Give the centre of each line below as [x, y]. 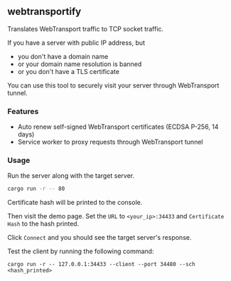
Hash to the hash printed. [43, 224]
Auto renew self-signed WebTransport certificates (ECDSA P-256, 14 [118, 127]
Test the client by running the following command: [81, 251]
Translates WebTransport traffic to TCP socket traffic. [86, 28]
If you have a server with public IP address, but [76, 43]
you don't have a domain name [63, 56]
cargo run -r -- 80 [36, 189]
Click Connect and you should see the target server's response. [100, 238]
